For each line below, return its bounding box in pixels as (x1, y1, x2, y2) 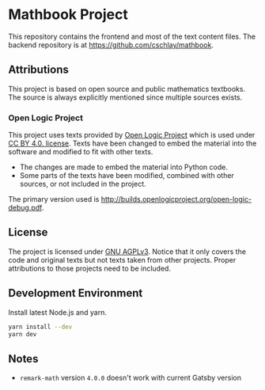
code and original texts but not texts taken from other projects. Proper (8, 255, 237, 264)
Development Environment (8, 286, 143, 300)
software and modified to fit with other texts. (8, 147, 153, 157)
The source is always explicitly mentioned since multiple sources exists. (8, 93, 243, 102)
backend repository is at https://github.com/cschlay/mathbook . (8, 40, 214, 49)
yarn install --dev (8, 323, 73, 331)
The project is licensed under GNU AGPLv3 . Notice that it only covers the (8, 247, 247, 256)
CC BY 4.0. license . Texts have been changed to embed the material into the (8, 138, 257, 148)
